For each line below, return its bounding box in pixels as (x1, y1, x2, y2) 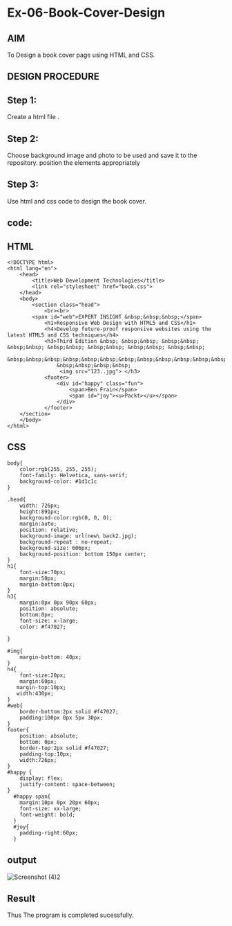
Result (7, 893, 36, 905)
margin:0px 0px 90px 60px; (19, 599, 97, 606)
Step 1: (7, 94, 37, 106)
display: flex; (19, 774, 64, 782)
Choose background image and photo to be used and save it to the (7, 151, 197, 160)
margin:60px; (19, 677, 57, 685)
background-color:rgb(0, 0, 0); (19, 514, 113, 521)
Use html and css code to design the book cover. (7, 197, 147, 205)
